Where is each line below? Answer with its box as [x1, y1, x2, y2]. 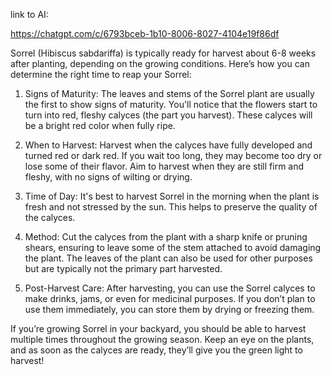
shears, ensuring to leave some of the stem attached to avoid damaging [24, 242, 322, 253]
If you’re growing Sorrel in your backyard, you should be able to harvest [10, 323, 307, 334]
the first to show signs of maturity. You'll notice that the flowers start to [24, 99, 318, 110]
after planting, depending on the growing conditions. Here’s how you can [10, 58, 310, 69]
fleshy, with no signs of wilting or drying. [24, 171, 193, 183]
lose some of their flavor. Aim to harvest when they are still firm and [24, 160, 305, 172]
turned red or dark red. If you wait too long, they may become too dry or [24, 150, 323, 161]
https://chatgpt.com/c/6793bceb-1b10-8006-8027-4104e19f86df [10, 28, 280, 39]
